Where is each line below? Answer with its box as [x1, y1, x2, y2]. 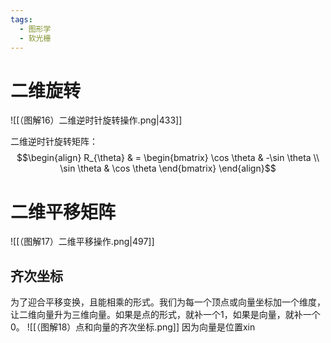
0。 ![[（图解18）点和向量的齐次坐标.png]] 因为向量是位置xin [10, 321, 256, 333]
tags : [10, 14, 33, 25]
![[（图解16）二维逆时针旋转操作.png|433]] [10, 114, 183, 126]
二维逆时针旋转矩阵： [10, 136, 98, 148]
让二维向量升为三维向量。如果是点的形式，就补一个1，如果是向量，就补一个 [10, 309, 321, 321]
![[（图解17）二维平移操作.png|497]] [10, 236, 155, 248]
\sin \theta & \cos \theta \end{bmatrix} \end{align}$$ [59, 162, 277, 175]
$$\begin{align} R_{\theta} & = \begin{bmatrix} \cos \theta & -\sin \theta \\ [16, 152, 320, 164]
